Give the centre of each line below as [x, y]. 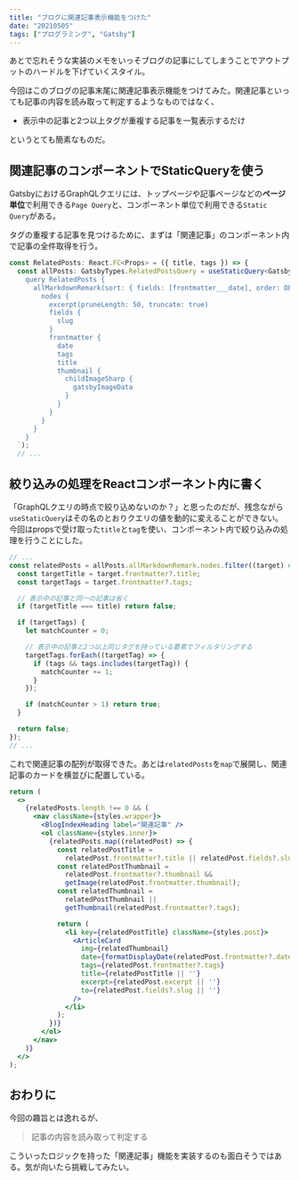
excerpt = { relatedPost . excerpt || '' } [150, 982]
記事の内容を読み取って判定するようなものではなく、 [122, 102]
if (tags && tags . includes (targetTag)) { [111, 664]
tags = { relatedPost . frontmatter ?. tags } [153, 965]
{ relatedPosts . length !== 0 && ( [87, 808]
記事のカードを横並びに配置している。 [79, 775]
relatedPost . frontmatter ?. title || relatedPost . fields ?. [173, 858]
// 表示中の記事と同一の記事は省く [73, 598]
